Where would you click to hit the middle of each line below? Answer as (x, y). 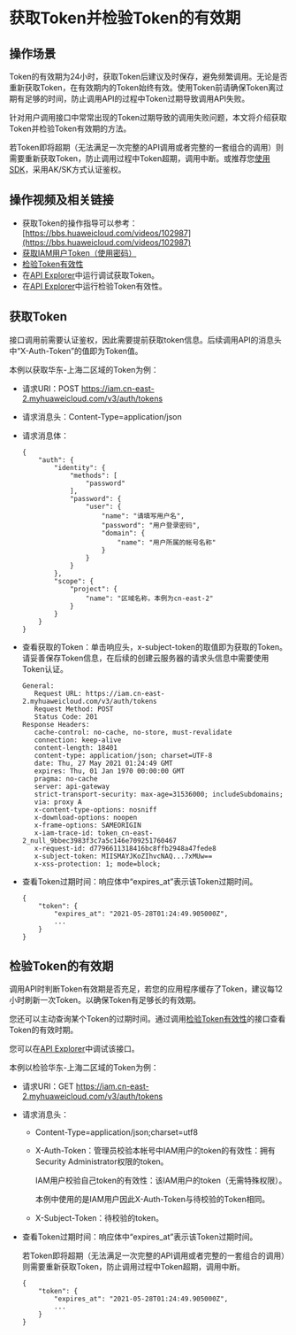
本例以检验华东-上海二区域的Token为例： (84, 1068)
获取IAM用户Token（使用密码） (79, 252)
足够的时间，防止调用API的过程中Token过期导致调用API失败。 (137, 99)
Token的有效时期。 (44, 1030)
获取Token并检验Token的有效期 (125, 18)
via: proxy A (58, 802)
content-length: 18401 (76, 748)
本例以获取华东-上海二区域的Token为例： (84, 369)
